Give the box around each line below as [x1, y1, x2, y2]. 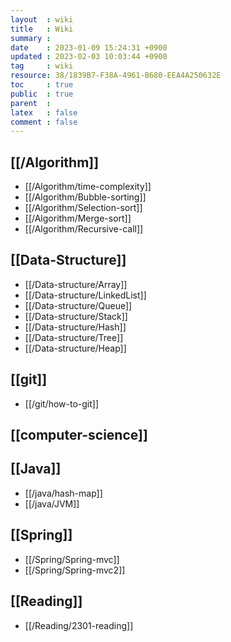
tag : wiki [10, 61, 74, 71]
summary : [10, 33, 52, 43]
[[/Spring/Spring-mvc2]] [24, 564, 126, 576]
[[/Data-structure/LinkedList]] [24, 289, 147, 301]
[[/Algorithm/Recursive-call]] [24, 223, 144, 235]
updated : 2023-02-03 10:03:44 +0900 [10, 52, 168, 62]
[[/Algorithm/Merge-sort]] [24, 212, 132, 225]
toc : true [10, 80, 74, 90]
